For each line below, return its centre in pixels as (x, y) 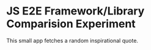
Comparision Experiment (71, 24)
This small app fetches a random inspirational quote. (72, 40)
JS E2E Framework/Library (75, 11)
